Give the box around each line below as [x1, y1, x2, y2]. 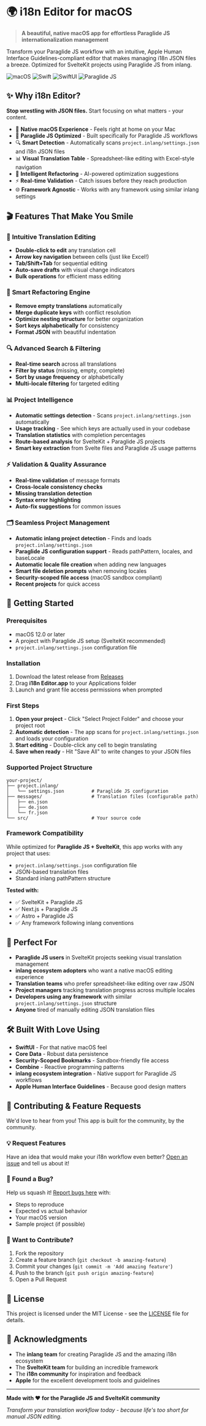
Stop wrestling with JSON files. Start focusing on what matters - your [6, 107, 184, 114]
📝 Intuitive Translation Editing [6, 233, 96, 242]
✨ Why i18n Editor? [6, 90, 81, 101]
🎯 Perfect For [6, 937, 58, 948]
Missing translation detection [15, 489, 92, 497]
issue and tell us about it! [6, 1159, 69, 1167]
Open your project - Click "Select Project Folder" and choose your [15, 715, 184, 723]
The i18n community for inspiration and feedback [15, 1370, 142, 1377]
